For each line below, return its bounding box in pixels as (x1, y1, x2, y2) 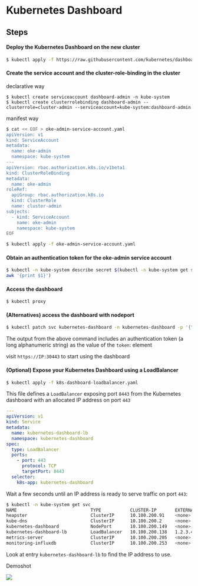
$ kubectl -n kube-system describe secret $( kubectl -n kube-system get (6, 267, 189, 273)
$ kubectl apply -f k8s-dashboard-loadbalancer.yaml (6, 380, 138, 386)
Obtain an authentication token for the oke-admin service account (6, 254, 172, 261)
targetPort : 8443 (21, 468, 65, 475)
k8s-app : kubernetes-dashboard (16, 480, 94, 485)
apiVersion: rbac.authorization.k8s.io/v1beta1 (6, 164, 126, 170)
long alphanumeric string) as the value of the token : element (6, 341, 152, 349)
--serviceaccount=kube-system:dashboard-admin (74, 104, 192, 110)
